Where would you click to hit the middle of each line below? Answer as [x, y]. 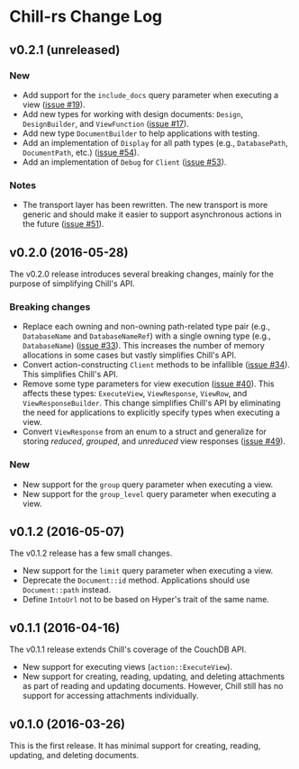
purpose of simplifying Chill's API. [72, 283]
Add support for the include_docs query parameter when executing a [150, 95]
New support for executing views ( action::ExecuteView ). [127, 667]
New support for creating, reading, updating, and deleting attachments [154, 676]
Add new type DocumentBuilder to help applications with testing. [141, 133]
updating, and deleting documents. [74, 755]
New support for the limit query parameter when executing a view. [148, 571]
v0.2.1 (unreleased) [65, 50]
